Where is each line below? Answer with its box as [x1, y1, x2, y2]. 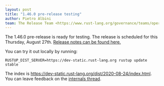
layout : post [5, 7, 32, 12]
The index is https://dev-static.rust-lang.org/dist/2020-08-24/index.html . [5, 71, 152, 77]
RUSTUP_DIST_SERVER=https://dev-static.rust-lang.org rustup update [5, 58, 147, 63]
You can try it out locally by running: [5, 49, 78, 54]
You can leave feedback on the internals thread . [5, 76, 102, 82]
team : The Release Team [5, 20, 54, 26]
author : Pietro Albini [5, 16, 51, 21]
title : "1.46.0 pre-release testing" [5, 12, 82, 17]
